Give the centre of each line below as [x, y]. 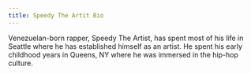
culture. [21, 63]
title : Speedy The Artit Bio [56, 15]
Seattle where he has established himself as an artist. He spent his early [126, 46]
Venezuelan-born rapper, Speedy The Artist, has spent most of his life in [126, 38]
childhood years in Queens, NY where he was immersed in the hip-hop [124, 54]
